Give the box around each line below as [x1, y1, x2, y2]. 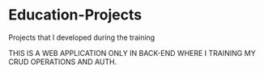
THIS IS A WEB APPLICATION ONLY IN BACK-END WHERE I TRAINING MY [8, 48, 257, 58]
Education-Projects [8, 6, 143, 24]
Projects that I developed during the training [8, 32, 155, 42]
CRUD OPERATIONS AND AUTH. [8, 57, 117, 67]
